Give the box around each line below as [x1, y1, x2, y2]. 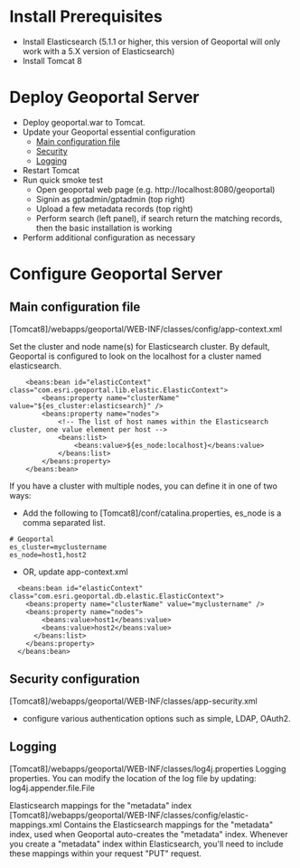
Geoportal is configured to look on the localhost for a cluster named [9, 350, 262, 361]
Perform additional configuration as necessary [22, 232, 196, 243]
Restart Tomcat [22, 164, 80, 175]
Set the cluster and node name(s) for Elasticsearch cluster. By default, [9, 341, 270, 351]
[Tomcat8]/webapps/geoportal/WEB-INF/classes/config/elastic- [9, 809, 249, 820]
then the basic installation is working [35, 222, 173, 233]
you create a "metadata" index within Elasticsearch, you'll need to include [9, 838, 284, 849]
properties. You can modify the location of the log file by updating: [9, 772, 257, 783]
